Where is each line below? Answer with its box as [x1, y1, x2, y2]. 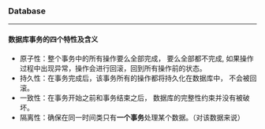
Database [8, 6, 46, 17]
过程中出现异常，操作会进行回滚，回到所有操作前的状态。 [19, 63, 207, 72]
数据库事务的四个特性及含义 [8, 34, 99, 44]
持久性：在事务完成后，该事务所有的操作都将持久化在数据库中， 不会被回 [19, 73, 257, 83]
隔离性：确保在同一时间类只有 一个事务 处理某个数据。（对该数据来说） [19, 112, 244, 122]
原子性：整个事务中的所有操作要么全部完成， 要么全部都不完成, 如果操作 [19, 53, 254, 63]
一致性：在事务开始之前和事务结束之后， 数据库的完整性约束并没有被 [19, 93, 243, 102]
